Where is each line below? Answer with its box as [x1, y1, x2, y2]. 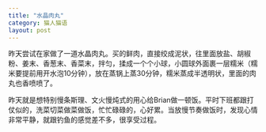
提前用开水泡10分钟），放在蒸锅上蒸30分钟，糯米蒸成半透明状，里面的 [21, 69, 250, 78]
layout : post [8, 26, 51, 34]
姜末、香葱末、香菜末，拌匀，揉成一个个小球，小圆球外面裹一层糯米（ [21, 58, 251, 68]
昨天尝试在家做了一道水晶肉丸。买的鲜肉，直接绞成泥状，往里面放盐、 [8, 49, 237, 58]
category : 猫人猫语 [8, 19, 68, 27]
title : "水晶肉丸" [8, 11, 65, 20]
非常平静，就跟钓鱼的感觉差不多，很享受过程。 [8, 115, 161, 125]
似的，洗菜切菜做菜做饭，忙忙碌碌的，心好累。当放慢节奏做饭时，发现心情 [14, 105, 258, 115]
